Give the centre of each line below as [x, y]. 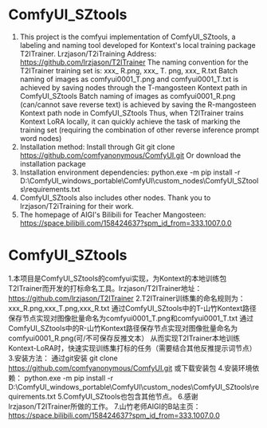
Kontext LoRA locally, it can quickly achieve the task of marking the [130, 121]
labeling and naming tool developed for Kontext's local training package [138, 45]
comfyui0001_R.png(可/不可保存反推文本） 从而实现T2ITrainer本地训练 [124, 338]
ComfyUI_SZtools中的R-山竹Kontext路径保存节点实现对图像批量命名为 [123, 328]
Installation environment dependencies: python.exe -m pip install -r [130, 172]
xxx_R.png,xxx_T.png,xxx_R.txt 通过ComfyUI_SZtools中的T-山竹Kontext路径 [132, 308]
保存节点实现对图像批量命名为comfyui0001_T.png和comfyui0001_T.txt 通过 [131, 318]
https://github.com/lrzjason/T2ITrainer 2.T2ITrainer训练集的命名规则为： [127, 298]
